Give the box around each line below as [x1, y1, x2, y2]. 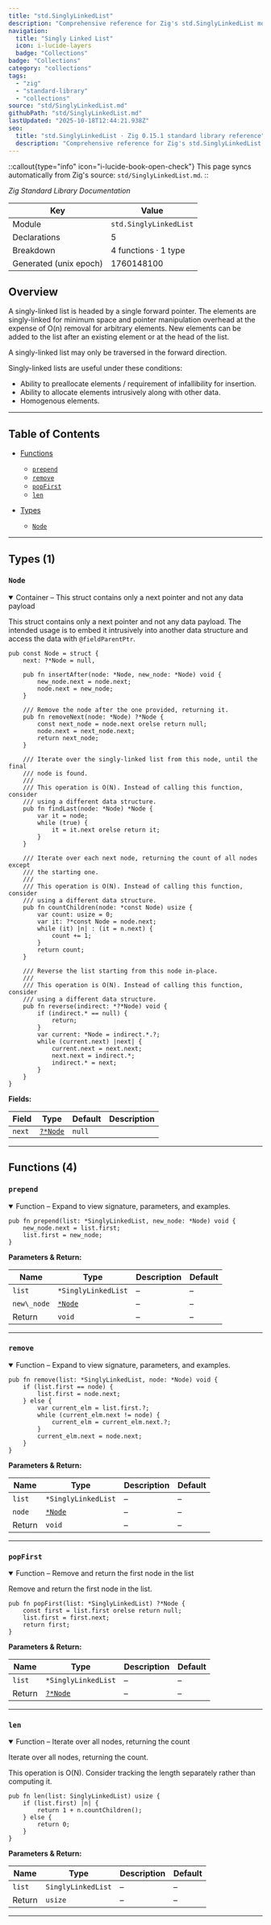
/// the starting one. [23, 868, 99, 876]
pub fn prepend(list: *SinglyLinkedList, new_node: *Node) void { [8, 1217, 236, 1225]
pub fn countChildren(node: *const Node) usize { [23, 903, 194, 911]
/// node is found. [23, 769, 89, 777]
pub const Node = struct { [8, 649, 99, 657]
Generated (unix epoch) [12, 257, 103, 269]
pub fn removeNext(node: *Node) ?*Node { [23, 713, 164, 721]
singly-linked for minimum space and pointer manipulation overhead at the [8, 315, 256, 325]
